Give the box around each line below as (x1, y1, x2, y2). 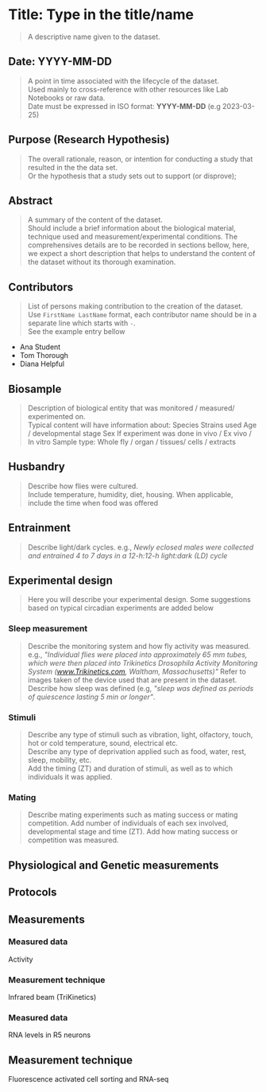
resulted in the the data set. (27, 162, 118, 172)
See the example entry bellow (27, 327, 125, 336)
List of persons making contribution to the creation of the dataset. (27, 301, 244, 311)
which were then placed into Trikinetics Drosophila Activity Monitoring (27, 658, 258, 667)
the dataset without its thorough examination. (27, 257, 176, 267)
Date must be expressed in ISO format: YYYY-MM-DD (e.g (27, 101, 221, 111)
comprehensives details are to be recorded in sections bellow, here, (27, 240, 250, 250)
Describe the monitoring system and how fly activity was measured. (27, 641, 251, 651)
